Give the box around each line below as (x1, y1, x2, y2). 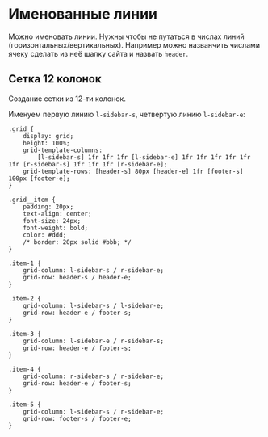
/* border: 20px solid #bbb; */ (23, 237, 132, 246)
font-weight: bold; (23, 224, 89, 232)
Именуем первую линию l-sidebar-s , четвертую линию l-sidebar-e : (8, 109, 246, 119)
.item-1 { (8, 259, 42, 267)
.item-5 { (8, 401, 42, 409)
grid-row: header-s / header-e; (23, 273, 132, 281)
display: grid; (23, 132, 74, 140)
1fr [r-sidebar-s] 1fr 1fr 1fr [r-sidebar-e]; (8, 160, 168, 168)
